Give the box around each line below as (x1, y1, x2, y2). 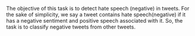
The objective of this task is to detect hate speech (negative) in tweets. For (6, 5, 190, 12)
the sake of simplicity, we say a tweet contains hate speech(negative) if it (6, 11, 186, 18)
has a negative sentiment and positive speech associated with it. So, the (6, 17, 183, 24)
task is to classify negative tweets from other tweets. (6, 23, 136, 30)
